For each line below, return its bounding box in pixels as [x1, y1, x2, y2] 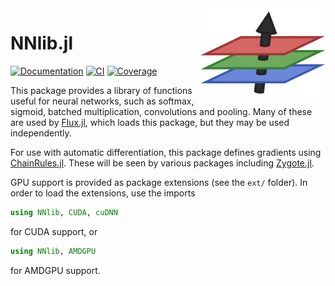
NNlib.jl [10, 32, 74, 55]
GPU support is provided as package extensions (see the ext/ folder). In [10, 176, 308, 188]
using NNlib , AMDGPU [10, 246, 97, 256]
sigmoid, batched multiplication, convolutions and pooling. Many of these [10, 105, 313, 117]
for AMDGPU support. [10, 264, 101, 276]
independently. [10, 127, 72, 139]
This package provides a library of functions [10, 84, 193, 96]
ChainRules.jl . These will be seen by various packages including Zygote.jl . [10, 157, 315, 169]
